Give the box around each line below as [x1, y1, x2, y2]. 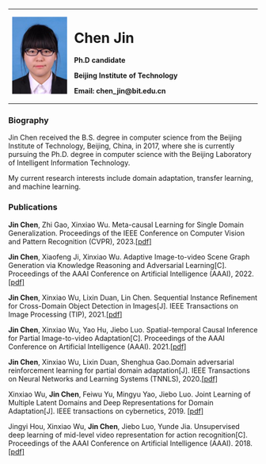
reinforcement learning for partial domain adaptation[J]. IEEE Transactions [8, 366, 251, 375]
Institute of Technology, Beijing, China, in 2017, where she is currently [8, 141, 235, 151]
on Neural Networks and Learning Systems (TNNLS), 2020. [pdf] [8, 374, 218, 383]
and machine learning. [8, 182, 82, 191]
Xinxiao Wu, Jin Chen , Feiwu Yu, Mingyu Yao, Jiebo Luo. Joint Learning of [8, 389, 251, 399]
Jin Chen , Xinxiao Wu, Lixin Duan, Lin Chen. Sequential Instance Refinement [8, 293, 258, 302]
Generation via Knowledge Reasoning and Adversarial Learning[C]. [8, 260, 227, 270]
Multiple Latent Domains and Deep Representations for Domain [8, 397, 214, 407]
